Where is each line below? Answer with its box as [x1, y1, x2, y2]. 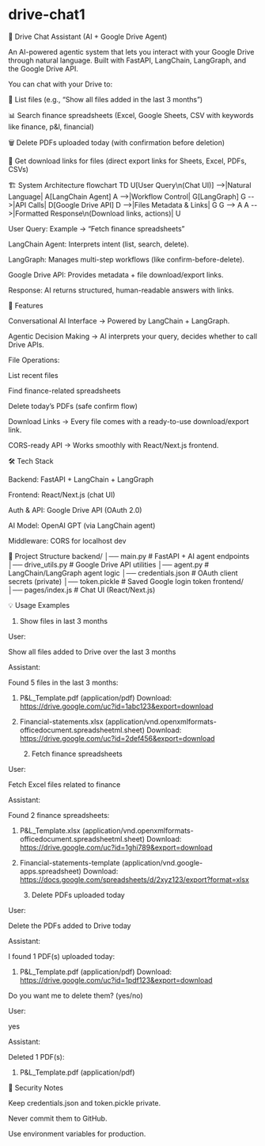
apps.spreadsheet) [19, 866, 81, 876]
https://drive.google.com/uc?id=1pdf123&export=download [19, 975, 213, 984]
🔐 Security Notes [8, 1083, 63, 1092]
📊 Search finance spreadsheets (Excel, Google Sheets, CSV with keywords [8, 110, 255, 120]
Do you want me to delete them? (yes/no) [8, 991, 144, 1000]
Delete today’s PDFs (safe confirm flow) [8, 401, 138, 411]
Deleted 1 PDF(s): [8, 1052, 65, 1061]
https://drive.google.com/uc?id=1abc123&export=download [19, 701, 214, 711]
